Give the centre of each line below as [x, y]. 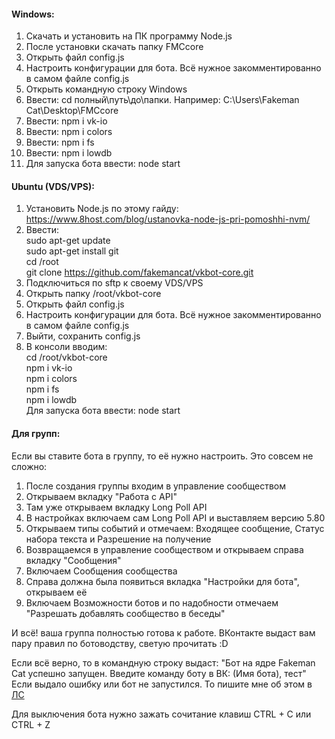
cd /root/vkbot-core [66, 357]
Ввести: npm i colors [69, 132]
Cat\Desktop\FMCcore [72, 111]
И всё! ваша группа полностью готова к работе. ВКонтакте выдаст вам [163, 632]
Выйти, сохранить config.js [83, 336]
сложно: [29, 466]
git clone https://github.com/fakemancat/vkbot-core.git [139, 272]
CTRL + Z [31, 724]
